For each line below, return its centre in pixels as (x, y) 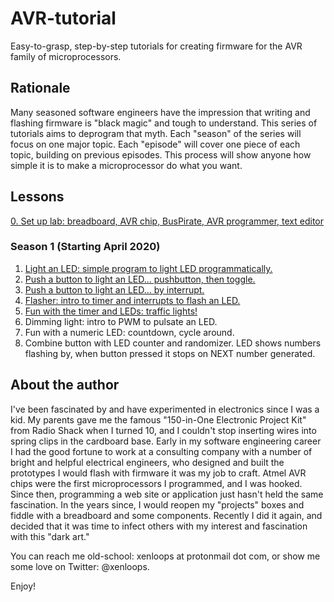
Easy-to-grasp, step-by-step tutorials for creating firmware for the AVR (156, 46)
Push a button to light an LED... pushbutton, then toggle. (140, 279)
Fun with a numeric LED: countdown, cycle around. (129, 332)
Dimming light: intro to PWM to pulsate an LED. (121, 321)
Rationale (40, 88)
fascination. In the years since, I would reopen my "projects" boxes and (157, 504)
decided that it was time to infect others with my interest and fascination (159, 526)
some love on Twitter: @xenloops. (80, 566)
